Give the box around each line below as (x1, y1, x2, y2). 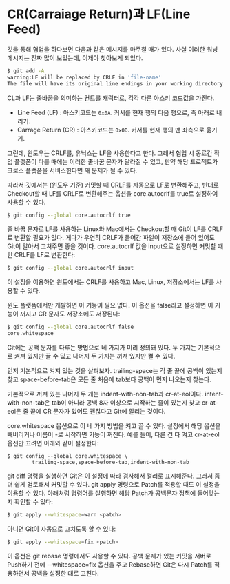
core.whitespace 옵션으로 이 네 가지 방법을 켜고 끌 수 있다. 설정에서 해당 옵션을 (7, 422, 221, 430)
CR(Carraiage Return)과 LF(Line (7, 6, 191, 22)
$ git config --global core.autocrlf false (7, 323, 134, 331)
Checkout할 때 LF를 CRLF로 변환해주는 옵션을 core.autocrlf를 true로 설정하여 (7, 189, 218, 197)
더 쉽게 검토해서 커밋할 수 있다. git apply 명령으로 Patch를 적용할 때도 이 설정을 (7, 481, 220, 489)
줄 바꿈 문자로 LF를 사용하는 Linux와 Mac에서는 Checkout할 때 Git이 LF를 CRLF (7, 225, 224, 233)
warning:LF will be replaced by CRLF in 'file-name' (7, 74, 162, 81)
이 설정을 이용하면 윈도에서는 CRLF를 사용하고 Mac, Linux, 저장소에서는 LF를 (7, 278, 215, 286)
